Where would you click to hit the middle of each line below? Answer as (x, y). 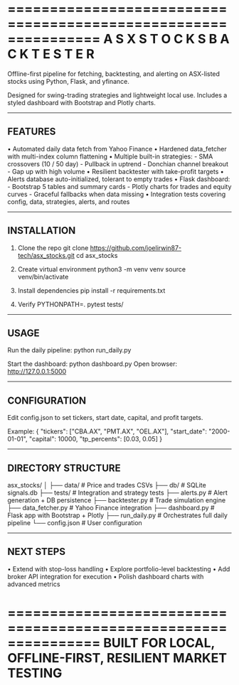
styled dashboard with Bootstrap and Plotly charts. (82, 102)
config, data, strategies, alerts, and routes (69, 201)
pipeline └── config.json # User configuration (75, 523)
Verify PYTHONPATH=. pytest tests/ (70, 304)
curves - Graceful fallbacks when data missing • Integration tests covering (117, 194)
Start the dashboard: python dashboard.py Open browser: (92, 364)
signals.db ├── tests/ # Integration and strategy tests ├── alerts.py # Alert (117, 492)
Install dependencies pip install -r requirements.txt (91, 290)
